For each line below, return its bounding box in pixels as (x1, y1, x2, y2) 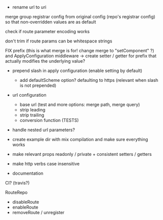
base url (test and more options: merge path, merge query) (19, 102, 140, 108)
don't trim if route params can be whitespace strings (5, 38, 112, 44)
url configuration (12, 92, 47, 98)
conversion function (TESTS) (19, 117, 79, 123)
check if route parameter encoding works (5, 29, 90, 34)
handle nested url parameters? (12, 127, 75, 133)
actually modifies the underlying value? (5, 58, 85, 64)
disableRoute (12, 199, 40, 205)
